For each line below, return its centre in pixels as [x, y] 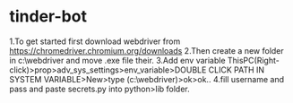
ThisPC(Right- [253, 60]
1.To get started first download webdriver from [95, 41]
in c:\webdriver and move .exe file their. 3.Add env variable [117, 60]
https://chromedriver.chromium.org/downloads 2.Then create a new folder [146, 50]
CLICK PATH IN [237, 70]
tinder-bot [48, 17]
